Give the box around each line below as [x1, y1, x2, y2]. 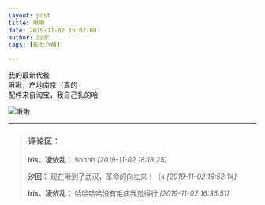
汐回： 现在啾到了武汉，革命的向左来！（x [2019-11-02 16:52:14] [27, 172, 237, 181]
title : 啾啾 [8, 19, 45, 27]
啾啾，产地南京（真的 [8, 80, 77, 90]
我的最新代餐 [8, 70, 50, 80]
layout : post [8, 11, 51, 20]
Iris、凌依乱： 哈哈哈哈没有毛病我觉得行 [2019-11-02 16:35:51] [27, 188, 230, 198]
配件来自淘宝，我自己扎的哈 [8, 90, 99, 99]
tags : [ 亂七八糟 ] [8, 41, 61, 49]
